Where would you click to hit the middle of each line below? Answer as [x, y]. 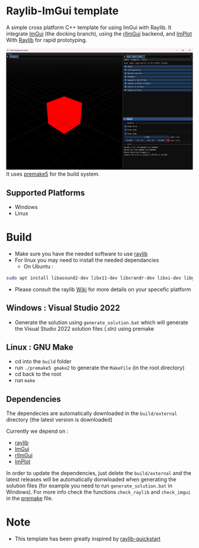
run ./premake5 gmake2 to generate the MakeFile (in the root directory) [99, 368]
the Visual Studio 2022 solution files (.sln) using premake [84, 328]
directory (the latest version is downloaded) [59, 420]
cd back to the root [38, 374]
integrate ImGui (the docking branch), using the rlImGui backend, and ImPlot [99, 33]
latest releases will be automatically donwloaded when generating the [91, 480]
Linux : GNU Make [40, 348]
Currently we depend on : [37, 431]
